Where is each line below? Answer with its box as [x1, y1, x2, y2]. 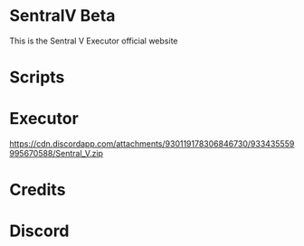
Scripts [9, 67, 65, 88]
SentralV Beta [9, 5, 116, 26]
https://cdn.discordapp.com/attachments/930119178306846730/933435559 [9, 138, 295, 149]
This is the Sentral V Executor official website [9, 35, 178, 46]
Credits [9, 180, 66, 200]
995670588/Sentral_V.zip [9, 148, 104, 159]
